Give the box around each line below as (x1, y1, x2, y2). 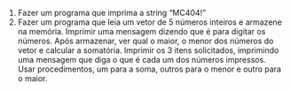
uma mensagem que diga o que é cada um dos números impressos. (17, 55, 266, 64)
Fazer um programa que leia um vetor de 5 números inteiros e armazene (17, 17, 282, 27)
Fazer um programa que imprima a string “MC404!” (17, 8, 207, 18)
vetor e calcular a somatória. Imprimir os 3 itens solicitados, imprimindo (17, 45, 279, 56)
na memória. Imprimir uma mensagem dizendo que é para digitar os (17, 27, 266, 36)
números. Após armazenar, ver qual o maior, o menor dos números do (17, 35, 274, 46)
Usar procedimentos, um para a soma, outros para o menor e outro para (17, 64, 282, 74)
